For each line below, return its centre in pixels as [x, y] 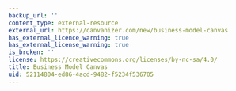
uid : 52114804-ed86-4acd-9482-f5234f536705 [81, 74]
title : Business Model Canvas [58, 67]
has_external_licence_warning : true [69, 38]
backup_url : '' [33, 15]
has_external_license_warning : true [69, 45]
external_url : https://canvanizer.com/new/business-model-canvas [118, 30]
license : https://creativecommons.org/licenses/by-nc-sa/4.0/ [113, 60]
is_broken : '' [32, 52]
